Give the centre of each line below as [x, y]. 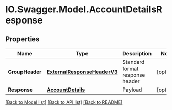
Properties [23, 39]
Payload [132, 90]
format [131, 69]
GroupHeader [25, 72]
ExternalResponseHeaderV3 [82, 72]
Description [137, 53]
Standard [134, 62]
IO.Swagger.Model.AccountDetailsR [84, 9]
